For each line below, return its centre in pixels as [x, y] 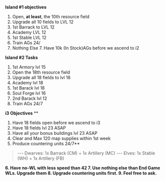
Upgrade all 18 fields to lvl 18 [41, 77]
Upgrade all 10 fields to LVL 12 [43, 22]
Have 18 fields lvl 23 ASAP [39, 128]
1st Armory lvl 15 [29, 67]
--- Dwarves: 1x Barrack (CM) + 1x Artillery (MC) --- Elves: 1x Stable [86, 153]
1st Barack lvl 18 [29, 88]
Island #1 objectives [26, 7]
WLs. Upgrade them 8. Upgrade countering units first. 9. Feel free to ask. [81, 173]
